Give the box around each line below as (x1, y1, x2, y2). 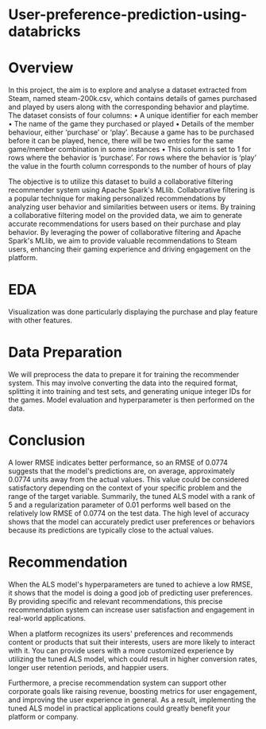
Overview (8, 59, 74, 77)
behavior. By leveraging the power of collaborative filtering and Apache (8, 228, 241, 237)
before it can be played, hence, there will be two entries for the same (8, 136, 234, 146)
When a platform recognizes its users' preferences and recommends (8, 629, 233, 638)
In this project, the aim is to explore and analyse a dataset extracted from (8, 85, 248, 95)
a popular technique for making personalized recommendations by (8, 193, 226, 204)
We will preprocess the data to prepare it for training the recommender (8, 370, 240, 379)
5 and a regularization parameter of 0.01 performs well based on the (8, 500, 231, 509)
